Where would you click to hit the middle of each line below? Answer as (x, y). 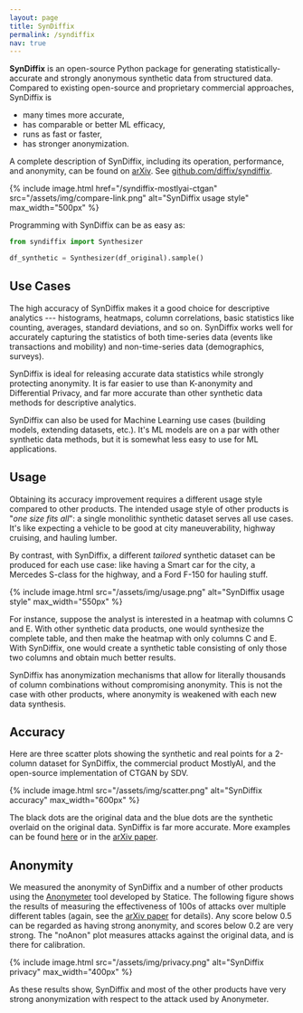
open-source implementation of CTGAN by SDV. (99, 773)
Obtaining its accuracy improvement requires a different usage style (136, 499)
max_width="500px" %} (54, 208)
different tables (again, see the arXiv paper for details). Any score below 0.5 (151, 916)
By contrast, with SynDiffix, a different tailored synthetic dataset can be (142, 555)
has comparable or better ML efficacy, (94, 125)
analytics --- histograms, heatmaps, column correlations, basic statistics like (152, 317)
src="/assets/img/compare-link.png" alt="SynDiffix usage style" (129, 198)
